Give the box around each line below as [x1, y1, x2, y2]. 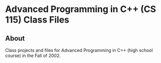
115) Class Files [5, 14, 70, 25]
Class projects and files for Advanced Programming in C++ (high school [5, 47, 153, 53]
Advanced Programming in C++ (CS [5, 3, 156, 15]
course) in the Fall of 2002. [5, 52, 61, 58]
